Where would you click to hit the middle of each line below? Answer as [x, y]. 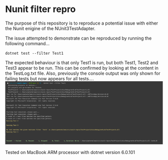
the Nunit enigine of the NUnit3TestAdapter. [50, 28]
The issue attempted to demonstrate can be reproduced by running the [78, 38]
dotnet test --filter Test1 [34, 53]
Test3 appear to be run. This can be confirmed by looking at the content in [82, 68]
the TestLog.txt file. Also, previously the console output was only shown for [83, 73]
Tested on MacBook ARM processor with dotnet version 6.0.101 [70, 152]
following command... [27, 43]
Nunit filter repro [40, 9]
